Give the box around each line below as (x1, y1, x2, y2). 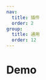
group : (6, 25, 23, 32)
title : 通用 (11, 32, 41, 38)
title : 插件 (11, 15, 41, 21)
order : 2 (11, 20, 34, 26)
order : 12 (11, 37, 36, 43)
